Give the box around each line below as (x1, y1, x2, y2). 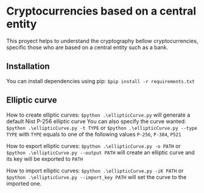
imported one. (6, 180, 42, 187)
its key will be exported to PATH (6, 155, 83, 162)
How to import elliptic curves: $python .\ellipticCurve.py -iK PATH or (6, 167, 184, 174)
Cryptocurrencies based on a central (6, 4, 197, 18)
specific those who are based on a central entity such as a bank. (6, 44, 169, 51)
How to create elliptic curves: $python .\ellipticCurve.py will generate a (6, 111, 191, 118)
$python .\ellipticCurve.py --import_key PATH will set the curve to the (6, 173, 187, 180)
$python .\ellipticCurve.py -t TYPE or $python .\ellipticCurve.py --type (6, 124, 198, 131)
